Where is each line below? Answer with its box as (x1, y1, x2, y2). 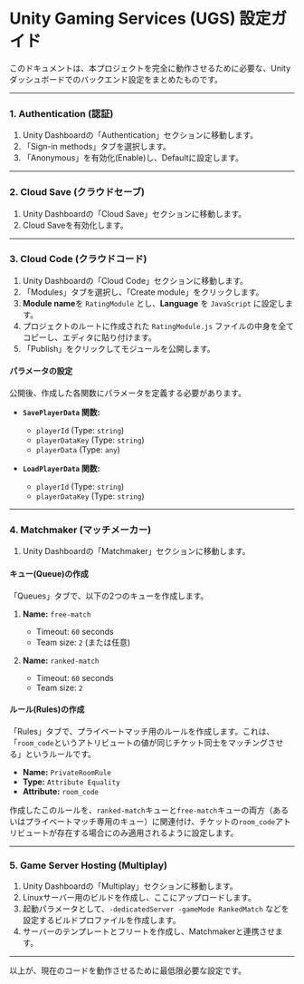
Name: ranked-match (22, 655, 100, 666)
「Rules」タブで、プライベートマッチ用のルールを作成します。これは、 (9, 726, 275, 736)
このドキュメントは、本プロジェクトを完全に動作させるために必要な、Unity (9, 63, 291, 73)
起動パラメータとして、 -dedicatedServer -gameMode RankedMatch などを (22, 903, 290, 914)
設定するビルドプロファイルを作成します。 (22, 915, 181, 926)
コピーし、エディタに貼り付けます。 (22, 332, 157, 343)
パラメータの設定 (9, 365, 73, 376)
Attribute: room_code (22, 785, 100, 796)
